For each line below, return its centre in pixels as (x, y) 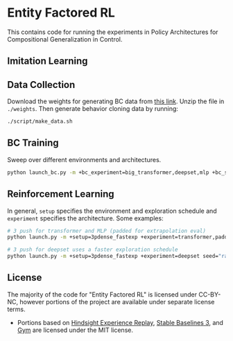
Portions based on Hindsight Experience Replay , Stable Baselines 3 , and (120, 322)
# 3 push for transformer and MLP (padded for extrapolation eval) (107, 231)
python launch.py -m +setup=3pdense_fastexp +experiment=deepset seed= (113, 256)
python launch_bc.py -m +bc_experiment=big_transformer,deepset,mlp (108, 172)
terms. (16, 309)
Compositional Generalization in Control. (65, 39)
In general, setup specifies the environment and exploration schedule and (112, 211)
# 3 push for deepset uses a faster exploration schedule (93, 250)
